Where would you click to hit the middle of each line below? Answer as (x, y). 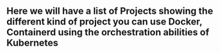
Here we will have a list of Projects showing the (110, 11)
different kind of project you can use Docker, (104, 22)
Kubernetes (33, 43)
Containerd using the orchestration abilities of (108, 32)
